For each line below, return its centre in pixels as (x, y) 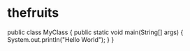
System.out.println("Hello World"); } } (61, 39)
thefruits (33, 13)
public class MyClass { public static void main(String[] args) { (95, 32)
